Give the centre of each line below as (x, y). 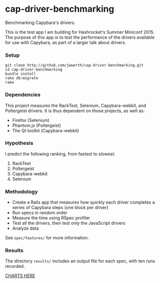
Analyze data (26, 228)
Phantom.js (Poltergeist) (37, 125)
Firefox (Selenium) (31, 120)
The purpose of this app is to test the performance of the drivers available (80, 37)
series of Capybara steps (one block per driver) (60, 208)
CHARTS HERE (20, 276)
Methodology (22, 191)
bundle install (21, 74)
